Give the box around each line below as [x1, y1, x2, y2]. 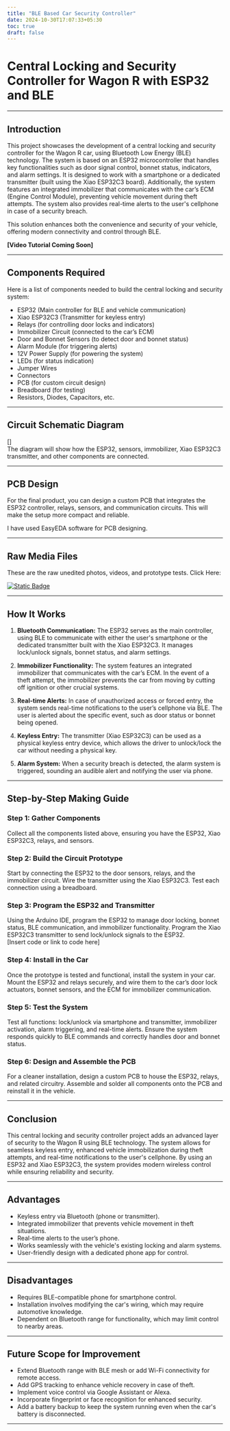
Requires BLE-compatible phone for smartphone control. [16, 1293, 177, 1301]
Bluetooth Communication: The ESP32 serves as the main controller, [16, 626, 214, 635]
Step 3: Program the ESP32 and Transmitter [7, 900, 155, 910]
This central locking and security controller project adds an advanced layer [7, 1131, 219, 1140]
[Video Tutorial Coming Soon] [7, 241, 94, 249]
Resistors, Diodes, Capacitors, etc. [16, 393, 115, 401]
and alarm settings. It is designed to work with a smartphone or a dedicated [7, 170, 220, 179]
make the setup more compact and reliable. [7, 511, 130, 519]
